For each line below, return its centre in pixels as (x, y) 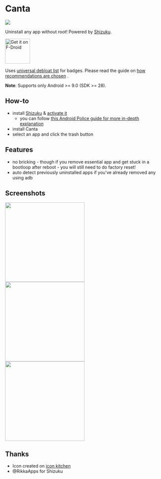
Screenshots (25, 193)
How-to (17, 101)
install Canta (25, 129)
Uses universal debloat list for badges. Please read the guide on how (75, 71)
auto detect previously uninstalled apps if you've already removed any (84, 172)
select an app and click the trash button (53, 134)
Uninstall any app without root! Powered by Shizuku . (58, 32)
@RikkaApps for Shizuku (38, 471)
